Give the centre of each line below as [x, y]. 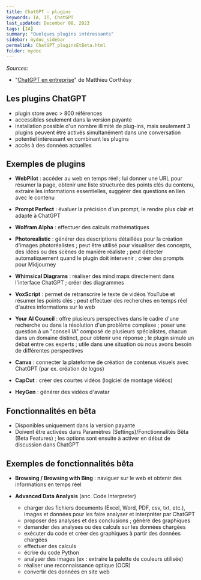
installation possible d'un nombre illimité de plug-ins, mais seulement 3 [103, 126]
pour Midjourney [35, 265]
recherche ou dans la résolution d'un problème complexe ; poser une [100, 325]
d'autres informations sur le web [55, 307]
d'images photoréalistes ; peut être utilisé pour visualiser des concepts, [103, 245]
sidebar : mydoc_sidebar [36, 40]
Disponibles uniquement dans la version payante [75, 425]
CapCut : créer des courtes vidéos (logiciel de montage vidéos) [94, 380]
